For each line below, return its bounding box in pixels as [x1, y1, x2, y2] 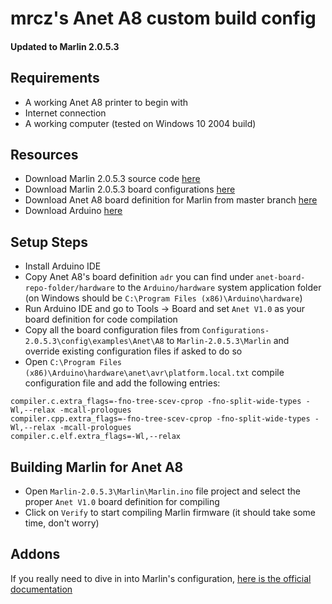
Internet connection [24, 107, 107, 119]
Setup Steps [10, 233, 88, 251]
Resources [10, 146, 79, 163]
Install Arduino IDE [24, 260, 102, 272]
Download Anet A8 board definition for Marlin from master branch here [24, 194, 318, 206]
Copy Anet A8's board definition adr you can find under [24, 271, 254, 283]
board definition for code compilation [24, 313, 178, 326]
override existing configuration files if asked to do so [24, 345, 243, 357]
